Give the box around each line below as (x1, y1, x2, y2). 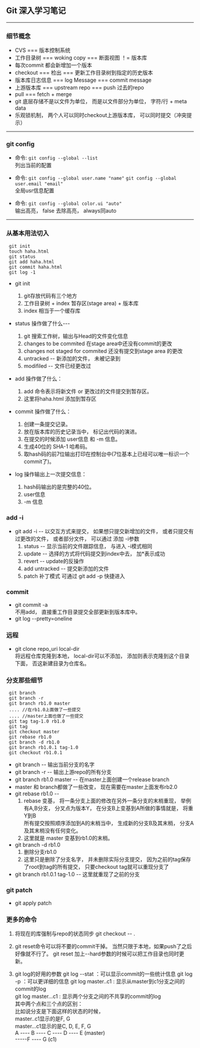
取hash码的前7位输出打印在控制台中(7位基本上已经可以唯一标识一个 (23, 450, 190, 457)
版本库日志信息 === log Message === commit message (14, 76, 152, 84)
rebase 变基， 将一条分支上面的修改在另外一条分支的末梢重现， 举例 (23, 797, 192, 804)
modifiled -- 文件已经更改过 (23, 362, 91, 369)
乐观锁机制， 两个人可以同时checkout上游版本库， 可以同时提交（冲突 (14, 112, 187, 119)
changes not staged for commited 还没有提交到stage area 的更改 (23, 347, 183, 354)
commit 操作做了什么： (14, 408, 71, 415)
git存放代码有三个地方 (23, 292, 77, 299)
